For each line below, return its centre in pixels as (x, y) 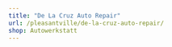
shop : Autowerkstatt (43, 30)
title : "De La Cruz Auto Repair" (65, 16)
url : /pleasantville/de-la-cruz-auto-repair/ (86, 23)
